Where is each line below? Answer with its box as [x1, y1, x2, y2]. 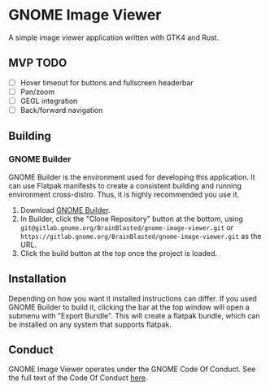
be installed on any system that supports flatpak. [8, 319, 172, 329]
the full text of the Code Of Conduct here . [8, 373, 148, 383]
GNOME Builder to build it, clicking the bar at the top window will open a [8, 302, 250, 312]
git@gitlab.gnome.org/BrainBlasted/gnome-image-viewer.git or [20, 222, 234, 232]
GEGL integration [20, 96, 78, 106]
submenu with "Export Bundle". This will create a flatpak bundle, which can [8, 310, 260, 320]
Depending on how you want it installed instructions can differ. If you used [8, 293, 258, 303]
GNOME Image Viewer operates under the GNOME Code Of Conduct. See [8, 364, 256, 375]
